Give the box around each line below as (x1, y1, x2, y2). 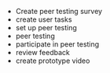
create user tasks (15, 15, 72, 24)
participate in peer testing (15, 40, 100, 49)
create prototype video (15, 56, 90, 65)
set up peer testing (15, 23, 77, 32)
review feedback (15, 48, 71, 57)
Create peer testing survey (15, 7, 103, 16)
